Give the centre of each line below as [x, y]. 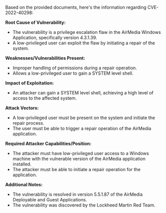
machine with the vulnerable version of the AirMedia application [79, 159]
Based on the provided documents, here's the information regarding [76, 7]
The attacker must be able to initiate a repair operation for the [76, 169]
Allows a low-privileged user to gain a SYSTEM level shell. [73, 73]
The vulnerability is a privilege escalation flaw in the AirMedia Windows [87, 32]
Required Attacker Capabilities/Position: [48, 144]
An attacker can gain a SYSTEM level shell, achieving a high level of [83, 93]
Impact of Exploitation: [30, 83]
